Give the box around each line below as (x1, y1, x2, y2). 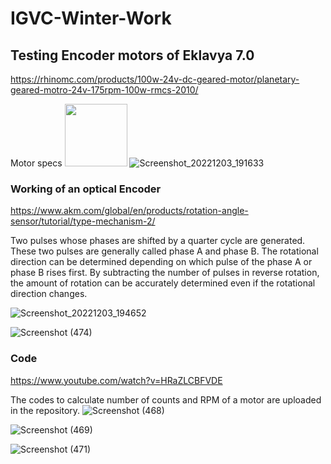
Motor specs (10, 157, 63, 169)
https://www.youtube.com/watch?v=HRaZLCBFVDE (10, 374, 223, 386)
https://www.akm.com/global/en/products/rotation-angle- (10, 205, 249, 217)
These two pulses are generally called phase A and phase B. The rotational (10, 245, 319, 257)
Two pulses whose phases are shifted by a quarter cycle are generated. (10, 235, 306, 247)
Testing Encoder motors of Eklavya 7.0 (10, 47, 255, 64)
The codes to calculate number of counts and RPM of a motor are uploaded (10, 393, 322, 406)
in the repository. (10, 404, 81, 416)
